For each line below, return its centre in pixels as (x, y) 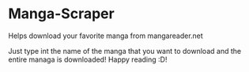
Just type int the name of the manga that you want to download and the (125, 51)
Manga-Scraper (61, 14)
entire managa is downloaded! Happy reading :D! (88, 59)
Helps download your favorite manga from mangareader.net (106, 36)
